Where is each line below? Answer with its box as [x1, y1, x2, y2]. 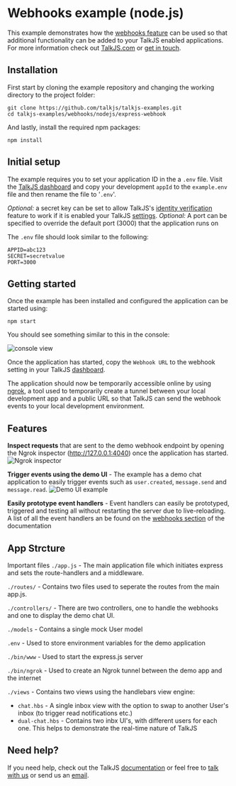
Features [7, 422, 47, 435]
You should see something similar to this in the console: [7, 330, 170, 339]
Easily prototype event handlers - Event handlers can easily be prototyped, [7, 499, 230, 508]
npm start [7, 318, 37, 325]
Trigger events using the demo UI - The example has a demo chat [7, 470, 202, 479]
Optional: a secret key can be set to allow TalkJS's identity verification [7, 204, 213, 212]
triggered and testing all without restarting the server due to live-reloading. [7, 506, 226, 515]
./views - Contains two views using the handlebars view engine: [7, 687, 196, 696]
